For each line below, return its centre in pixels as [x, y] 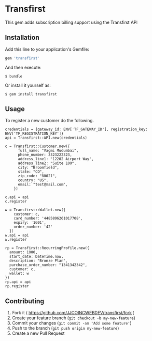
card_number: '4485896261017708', [48, 218]
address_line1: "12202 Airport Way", [56, 159]
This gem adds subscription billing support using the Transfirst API [71, 22]
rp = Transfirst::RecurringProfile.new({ [47, 248]
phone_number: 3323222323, [45, 155]
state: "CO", [31, 172]
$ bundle [14, 76]
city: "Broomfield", [38, 168]
